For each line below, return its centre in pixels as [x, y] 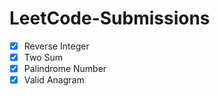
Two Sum [43, 57]
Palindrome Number [65, 69]
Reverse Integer [56, 46]
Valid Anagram [54, 80]
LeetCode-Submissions [110, 18]
